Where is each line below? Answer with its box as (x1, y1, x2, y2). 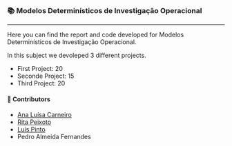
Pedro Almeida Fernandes (17, 132, 91, 140)
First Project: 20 (17, 65, 64, 73)
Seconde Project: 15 (17, 72, 75, 81)
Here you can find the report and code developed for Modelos (7, 30, 184, 39)
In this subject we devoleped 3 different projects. (7, 51, 146, 60)
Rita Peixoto (17, 118, 52, 126)
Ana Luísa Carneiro (17, 110, 72, 118)
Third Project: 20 (17, 79, 66, 87)
